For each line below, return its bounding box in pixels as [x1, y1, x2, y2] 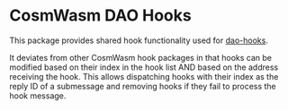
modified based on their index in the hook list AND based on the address [9, 62, 279, 72]
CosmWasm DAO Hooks [9, 5, 192, 26]
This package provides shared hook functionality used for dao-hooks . [9, 35, 268, 46]
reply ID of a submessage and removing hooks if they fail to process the [9, 80, 276, 91]
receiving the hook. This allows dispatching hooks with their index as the [9, 71, 279, 81]
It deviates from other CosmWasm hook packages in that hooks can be [9, 52, 273, 63]
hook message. [9, 90, 67, 101]
